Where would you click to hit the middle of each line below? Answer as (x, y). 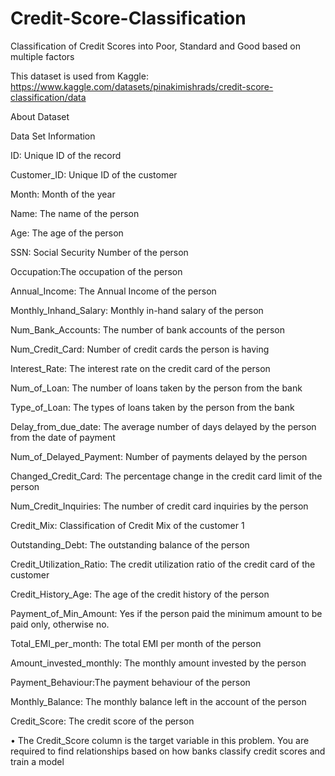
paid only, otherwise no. (60, 624)
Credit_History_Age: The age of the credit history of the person (140, 594)
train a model (37, 761)
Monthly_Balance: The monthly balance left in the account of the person (158, 701)
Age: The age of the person (67, 233)
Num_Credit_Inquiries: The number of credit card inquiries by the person (159, 506)
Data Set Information (53, 136)
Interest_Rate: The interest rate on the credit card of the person (140, 368)
